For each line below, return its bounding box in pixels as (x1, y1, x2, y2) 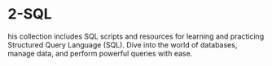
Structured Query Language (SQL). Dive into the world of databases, (7, 39, 238, 49)
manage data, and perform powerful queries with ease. (7, 48, 193, 58)
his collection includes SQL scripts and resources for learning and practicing (7, 31, 265, 41)
